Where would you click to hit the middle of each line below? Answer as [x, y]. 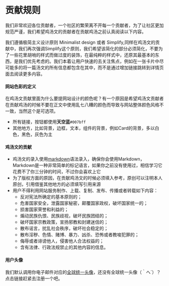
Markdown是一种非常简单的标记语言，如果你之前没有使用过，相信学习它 [87, 165]
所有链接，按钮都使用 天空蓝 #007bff [49, 122]
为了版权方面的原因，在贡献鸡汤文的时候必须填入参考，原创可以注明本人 [87, 178]
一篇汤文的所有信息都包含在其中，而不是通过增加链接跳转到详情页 [95, 67]
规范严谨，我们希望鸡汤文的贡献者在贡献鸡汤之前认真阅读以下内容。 [76, 31]
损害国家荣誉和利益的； [44, 209]
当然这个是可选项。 [38, 111]
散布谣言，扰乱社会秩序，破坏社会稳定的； [64, 228]
